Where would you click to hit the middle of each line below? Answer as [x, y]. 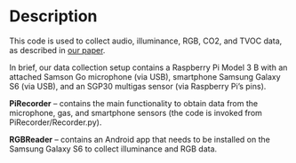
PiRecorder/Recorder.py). [56, 122]
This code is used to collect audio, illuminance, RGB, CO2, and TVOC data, [146, 41]
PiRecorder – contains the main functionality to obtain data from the [134, 103]
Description [53, 16]
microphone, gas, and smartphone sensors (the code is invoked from [136, 113]
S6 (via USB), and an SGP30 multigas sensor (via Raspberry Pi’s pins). [138, 86]
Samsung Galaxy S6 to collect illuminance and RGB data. [113, 149]
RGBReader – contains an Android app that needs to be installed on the [140, 139]
